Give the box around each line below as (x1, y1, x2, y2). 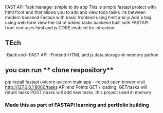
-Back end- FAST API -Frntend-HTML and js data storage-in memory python (5, 52, 159, 57)
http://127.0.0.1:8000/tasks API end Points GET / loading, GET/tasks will (5, 84, 147, 90)
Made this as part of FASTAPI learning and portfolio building (5, 101, 149, 108)
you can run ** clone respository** (5, 66, 114, 75)
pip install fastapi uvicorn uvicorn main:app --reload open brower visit (5, 79, 145, 85)
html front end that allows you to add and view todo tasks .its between (5, 9, 146, 15)
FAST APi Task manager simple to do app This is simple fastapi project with (5, 4, 156, 10)
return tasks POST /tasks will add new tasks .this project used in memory (5, 89, 152, 95)
